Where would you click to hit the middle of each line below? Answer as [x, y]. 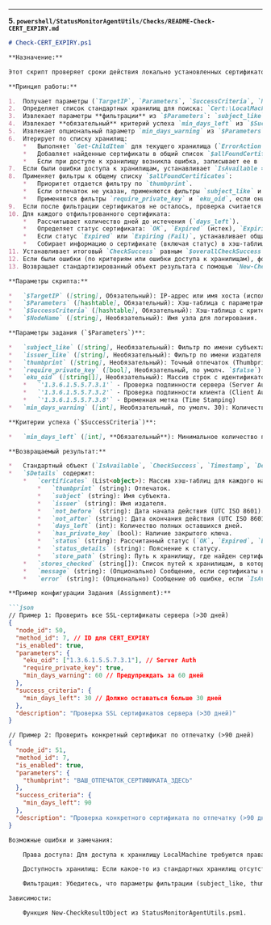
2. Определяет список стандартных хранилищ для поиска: [106, 109]
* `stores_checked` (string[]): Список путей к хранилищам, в [133, 564]
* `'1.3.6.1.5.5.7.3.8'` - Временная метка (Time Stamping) [129, 400]
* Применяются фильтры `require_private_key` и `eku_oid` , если [137, 199]
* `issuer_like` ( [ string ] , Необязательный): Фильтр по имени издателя [135, 355]
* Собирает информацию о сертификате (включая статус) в [124, 244]
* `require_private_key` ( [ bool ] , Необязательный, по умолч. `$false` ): [137, 370]
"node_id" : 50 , [41, 630]
